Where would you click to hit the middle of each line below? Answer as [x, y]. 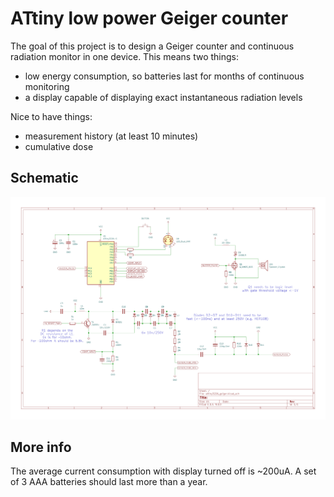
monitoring [47, 86]
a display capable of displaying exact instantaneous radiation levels [163, 97]
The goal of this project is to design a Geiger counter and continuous [152, 46]
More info [41, 447]
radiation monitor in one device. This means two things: [125, 56]
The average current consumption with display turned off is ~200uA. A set [163, 471]
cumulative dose [59, 146]
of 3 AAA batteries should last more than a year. [109, 482]
